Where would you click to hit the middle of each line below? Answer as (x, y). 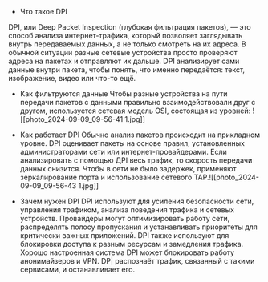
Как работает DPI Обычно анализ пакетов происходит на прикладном (140, 135)
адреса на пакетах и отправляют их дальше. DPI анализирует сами (124, 61)
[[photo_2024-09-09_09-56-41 (71, 119)
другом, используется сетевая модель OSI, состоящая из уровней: (135, 111)
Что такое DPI (44, 12)
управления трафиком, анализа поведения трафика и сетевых (127, 210)
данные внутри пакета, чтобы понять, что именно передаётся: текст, (127, 70)
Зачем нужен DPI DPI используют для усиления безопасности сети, (137, 201)
